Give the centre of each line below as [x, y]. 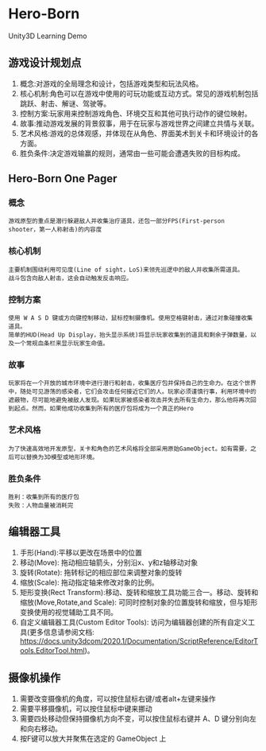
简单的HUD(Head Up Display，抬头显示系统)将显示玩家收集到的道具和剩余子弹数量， [130, 335]
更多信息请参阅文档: [62, 632]
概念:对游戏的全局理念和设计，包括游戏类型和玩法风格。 [111, 84]
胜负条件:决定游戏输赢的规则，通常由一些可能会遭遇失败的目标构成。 [132, 153]
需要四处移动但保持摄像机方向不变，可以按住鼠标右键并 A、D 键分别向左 [138, 718]
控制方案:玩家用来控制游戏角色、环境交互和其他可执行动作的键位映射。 [135, 113]
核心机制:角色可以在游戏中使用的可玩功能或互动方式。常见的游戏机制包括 [139, 93]
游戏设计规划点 [45, 63]
